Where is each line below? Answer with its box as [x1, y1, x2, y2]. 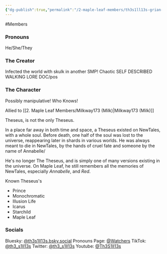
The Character [5, 86, 41, 93]
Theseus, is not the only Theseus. [5, 117, 75, 123]
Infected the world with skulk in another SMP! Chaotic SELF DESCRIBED [5, 68, 153, 75]
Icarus [12, 203, 26, 210]
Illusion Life [12, 198, 36, 204]
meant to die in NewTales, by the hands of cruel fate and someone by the [5, 143, 155, 149]
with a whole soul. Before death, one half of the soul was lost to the [5, 132, 143, 138]
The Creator [5, 57, 35, 64]
